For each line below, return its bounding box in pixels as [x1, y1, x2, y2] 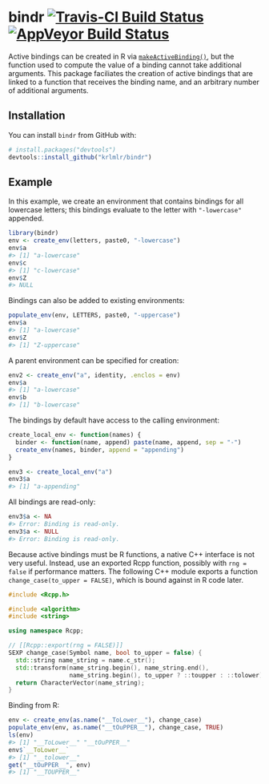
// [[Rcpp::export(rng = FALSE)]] [8, 641, 124, 649]
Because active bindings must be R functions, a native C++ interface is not [8, 549, 255, 559]
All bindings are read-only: [8, 497, 96, 507]
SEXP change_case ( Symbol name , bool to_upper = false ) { [8, 649, 203, 657]
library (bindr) [8, 229, 59, 237]
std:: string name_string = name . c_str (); [15, 656, 156, 665]
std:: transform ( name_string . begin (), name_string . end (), [15, 664, 210, 672]
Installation [8, 109, 66, 123]
